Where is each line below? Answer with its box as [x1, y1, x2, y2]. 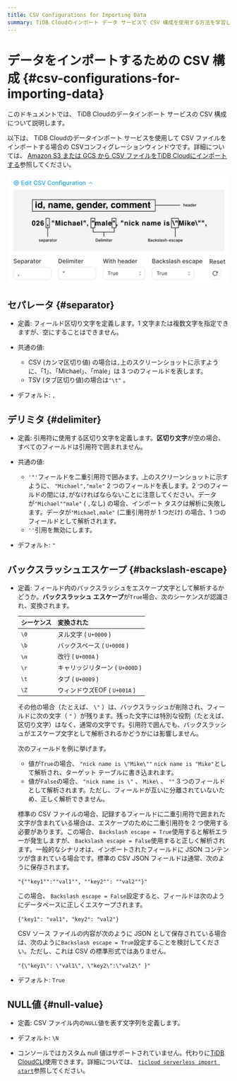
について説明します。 [7, 119, 69, 127]
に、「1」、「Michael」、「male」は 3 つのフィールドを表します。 [28, 367, 207, 375]
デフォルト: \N [17, 1034, 59, 1042]
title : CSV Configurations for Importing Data [7, 11, 147, 18]
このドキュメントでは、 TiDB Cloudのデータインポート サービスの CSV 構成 [7, 110, 227, 118]
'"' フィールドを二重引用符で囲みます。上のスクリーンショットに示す [28, 473, 229, 481]
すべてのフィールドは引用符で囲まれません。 [17, 442, 147, 451]
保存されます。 [30, 863, 73, 871]
